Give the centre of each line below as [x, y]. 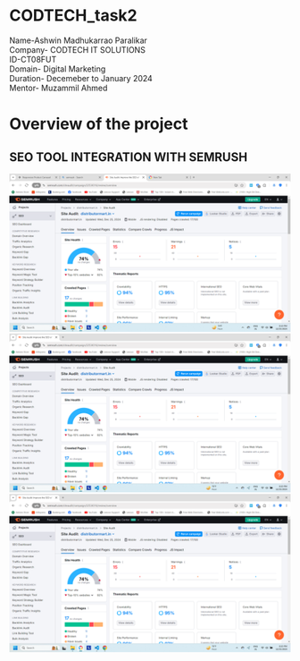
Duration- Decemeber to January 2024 [81, 78]
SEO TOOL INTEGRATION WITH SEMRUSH [129, 157]
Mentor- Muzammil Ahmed [58, 88]
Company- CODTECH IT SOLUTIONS [77, 49]
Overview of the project [99, 124]
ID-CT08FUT [33, 59]
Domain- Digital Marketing [58, 69]
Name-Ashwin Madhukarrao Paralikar [78, 40]
